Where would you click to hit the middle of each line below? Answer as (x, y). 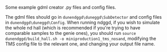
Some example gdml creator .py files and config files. (61, 7)
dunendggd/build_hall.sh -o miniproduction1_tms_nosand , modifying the (81, 38)
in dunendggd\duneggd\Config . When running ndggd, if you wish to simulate (82, 22)
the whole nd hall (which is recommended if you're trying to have (73, 28)
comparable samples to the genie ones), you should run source (71, 33)
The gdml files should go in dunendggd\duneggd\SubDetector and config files (83, 17)
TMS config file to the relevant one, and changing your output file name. (80, 44)
